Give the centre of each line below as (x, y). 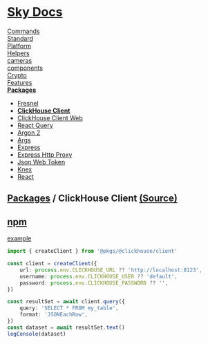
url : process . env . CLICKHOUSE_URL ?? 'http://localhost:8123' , (111, 270)
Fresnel (28, 103)
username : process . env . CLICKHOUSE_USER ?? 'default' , (98, 276)
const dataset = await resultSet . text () (66, 327)
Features (20, 82)
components (25, 68)
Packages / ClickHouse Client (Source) (92, 199)
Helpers (18, 53)
